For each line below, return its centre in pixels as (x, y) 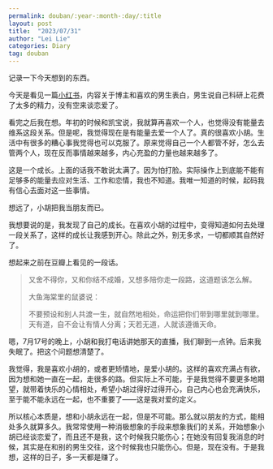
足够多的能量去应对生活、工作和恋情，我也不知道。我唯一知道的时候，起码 (133, 180)
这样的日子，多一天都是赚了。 (72, 457)
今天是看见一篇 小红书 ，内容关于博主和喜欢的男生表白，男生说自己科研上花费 (136, 95)
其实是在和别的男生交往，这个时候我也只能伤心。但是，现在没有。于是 (140, 447)
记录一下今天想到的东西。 (51, 77)
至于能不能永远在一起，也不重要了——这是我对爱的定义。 (104, 399)
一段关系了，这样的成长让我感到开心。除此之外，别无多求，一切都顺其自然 (133, 235)
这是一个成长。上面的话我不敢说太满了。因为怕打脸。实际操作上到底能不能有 (136, 170)
